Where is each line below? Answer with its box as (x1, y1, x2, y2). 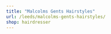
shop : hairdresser (6, 19, 51, 25)
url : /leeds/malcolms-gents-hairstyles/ (6, 14, 106, 20)
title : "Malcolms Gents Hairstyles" (6, 8, 95, 14)
